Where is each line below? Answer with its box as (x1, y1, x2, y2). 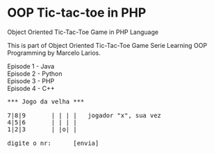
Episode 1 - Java (7, 62, 55, 70)
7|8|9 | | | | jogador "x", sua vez (7, 111, 162, 119)
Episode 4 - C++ (7, 84, 55, 92)
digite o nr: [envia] (7, 139, 99, 147)
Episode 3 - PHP (7, 76, 55, 85)
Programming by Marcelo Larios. (7, 49, 101, 57)
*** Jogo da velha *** (7, 97, 85, 105)
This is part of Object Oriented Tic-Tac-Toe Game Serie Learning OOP (7, 41, 207, 49)
